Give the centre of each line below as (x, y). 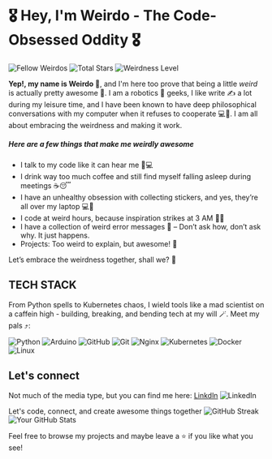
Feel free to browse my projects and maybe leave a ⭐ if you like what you (131, 435)
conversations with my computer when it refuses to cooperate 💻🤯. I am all (133, 114)
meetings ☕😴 (45, 185)
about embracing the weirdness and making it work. (95, 125)
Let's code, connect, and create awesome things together (105, 411)
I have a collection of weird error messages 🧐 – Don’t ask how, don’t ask (140, 226)
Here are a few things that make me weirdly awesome (101, 144)
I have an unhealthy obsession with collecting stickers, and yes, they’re (139, 197)
